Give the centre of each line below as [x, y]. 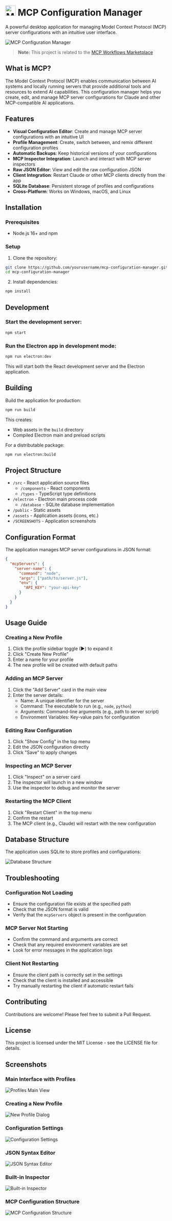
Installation [24, 208]
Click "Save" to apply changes [45, 752]
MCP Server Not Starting [37, 928]
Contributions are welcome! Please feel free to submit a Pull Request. [78, 1014]
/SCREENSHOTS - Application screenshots [54, 521]
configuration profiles [36, 148]
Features [20, 119]
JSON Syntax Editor [30, 1153]
